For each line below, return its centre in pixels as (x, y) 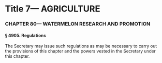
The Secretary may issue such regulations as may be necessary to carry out (81, 46)
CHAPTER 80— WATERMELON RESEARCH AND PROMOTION (78, 24)
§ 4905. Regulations (26, 35)
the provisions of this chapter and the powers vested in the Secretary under (81, 51)
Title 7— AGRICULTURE (53, 9)
